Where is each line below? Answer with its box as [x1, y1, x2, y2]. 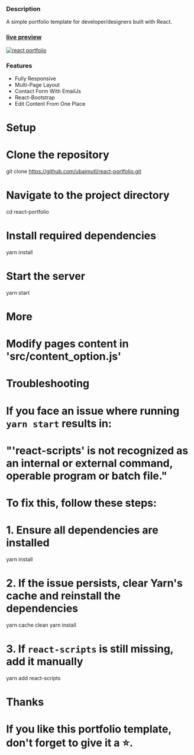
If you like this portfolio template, [6, 722, 172, 736]
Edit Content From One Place [14, 100, 86, 107]
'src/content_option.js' [6, 350, 121, 364]
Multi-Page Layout [14, 81, 60, 88]
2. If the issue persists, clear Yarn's [6, 577, 183, 590]
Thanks [6, 695, 44, 709]
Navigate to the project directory [6, 189, 170, 202]
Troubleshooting [6, 377, 90, 390]
